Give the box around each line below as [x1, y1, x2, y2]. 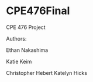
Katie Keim [6, 58, 32, 65]
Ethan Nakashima [6, 46, 49, 54]
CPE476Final [6, 4, 70, 18]
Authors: [6, 35, 27, 42]
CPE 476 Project [6, 24, 46, 31]
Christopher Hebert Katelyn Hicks [6, 69, 88, 76]
